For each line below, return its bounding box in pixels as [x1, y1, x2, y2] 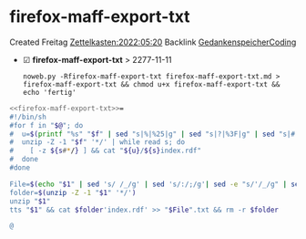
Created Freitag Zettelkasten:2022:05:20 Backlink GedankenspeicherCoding [9, 36, 297, 47]
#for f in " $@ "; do [9, 120, 84, 130]
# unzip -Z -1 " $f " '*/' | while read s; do [9, 138, 185, 147]
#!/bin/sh [9, 112, 47, 121]
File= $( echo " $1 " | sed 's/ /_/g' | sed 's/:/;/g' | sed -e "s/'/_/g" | [9, 180, 288, 189]
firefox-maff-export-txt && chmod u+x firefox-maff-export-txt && [22, 79, 280, 88]
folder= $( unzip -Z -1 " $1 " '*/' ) [9, 188, 137, 197]
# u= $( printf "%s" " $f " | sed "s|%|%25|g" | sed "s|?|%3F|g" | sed [9, 130, 275, 139]
